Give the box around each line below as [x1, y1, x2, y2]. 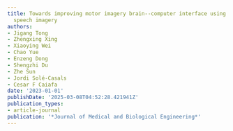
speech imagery [13, 17, 58, 24]
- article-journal [7, 107, 61, 114]
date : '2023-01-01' [7, 87, 64, 94]
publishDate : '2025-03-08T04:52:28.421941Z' [7, 94, 139, 101]
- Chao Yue [7, 49, 39, 56]
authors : [7, 23, 33, 30]
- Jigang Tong [7, 29, 49, 37]
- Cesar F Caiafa [7, 81, 58, 88]
